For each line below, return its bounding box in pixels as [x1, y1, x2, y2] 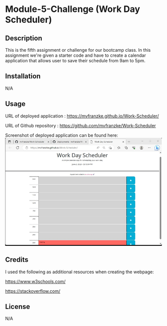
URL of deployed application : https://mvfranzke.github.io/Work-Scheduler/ [5, 113, 159, 119]
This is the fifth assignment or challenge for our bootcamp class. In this [5, 47, 151, 53]
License [5, 302, 30, 311]
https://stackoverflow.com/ [5, 288, 61, 294]
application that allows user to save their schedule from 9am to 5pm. [5, 58, 146, 63]
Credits [5, 255, 29, 264]
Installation [5, 72, 41, 81]
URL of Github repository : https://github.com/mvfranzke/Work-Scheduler [5, 122, 156, 128]
